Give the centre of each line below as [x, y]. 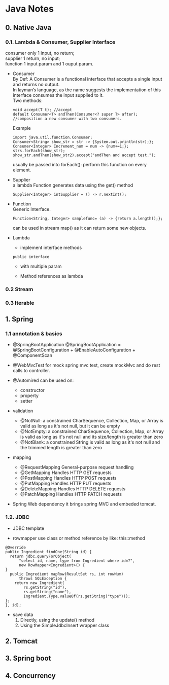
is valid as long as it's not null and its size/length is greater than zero [92, 437]
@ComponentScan [32, 355]
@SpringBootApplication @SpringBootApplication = [66, 345]
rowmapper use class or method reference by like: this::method [79, 538]
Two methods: [28, 100]
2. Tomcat [22, 641]
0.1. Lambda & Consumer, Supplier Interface [60, 42]
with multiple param [41, 266]
